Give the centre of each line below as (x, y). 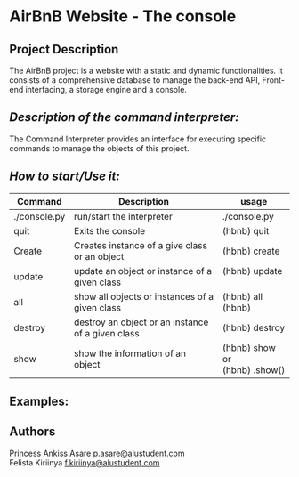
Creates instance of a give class (141, 245)
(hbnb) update (252, 271)
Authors (32, 432)
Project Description (64, 49)
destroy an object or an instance (141, 322)
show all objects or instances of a (144, 296)
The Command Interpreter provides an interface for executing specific (138, 139)
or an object (99, 256)
